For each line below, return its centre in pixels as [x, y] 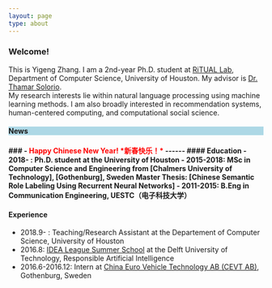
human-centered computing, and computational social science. [114, 112]
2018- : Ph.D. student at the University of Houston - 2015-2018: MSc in [130, 160]
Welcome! [29, 52]
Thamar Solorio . [35, 87]
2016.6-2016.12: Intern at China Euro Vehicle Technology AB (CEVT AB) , [140, 267]
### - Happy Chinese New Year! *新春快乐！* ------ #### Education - [127, 150]
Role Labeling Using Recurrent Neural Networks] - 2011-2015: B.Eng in [129, 185]
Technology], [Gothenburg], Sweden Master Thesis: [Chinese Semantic [132, 177]
